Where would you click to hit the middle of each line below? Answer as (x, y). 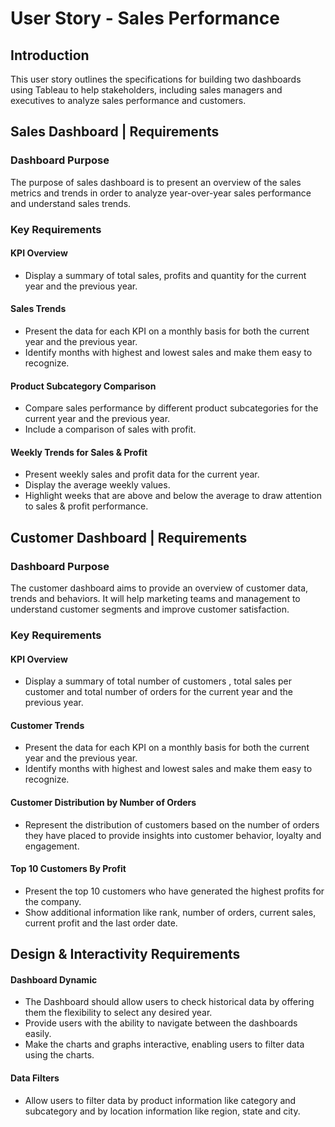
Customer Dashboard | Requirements (129, 537)
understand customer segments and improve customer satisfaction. (150, 609)
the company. (53, 901)
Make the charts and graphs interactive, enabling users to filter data (164, 1044)
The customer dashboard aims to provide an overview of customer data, (159, 588)
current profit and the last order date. (101, 923)
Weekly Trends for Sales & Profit (79, 452)
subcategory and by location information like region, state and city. (162, 1111)
